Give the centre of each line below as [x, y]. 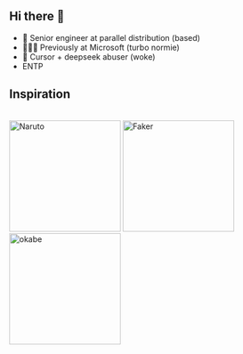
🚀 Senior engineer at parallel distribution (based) [111, 37]
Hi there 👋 [37, 16]
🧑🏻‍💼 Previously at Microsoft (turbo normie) [101, 47]
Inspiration [40, 94]
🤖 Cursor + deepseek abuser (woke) [89, 56]
